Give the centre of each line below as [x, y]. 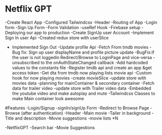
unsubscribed [26, 62]
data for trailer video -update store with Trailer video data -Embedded [81, 88]
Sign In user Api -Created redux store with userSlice [57, 38]
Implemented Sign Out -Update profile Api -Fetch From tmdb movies [80, 47]
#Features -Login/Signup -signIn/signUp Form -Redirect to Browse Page [77, 108]
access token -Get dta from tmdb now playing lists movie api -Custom [82, 73]
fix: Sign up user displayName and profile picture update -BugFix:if [88, 52]
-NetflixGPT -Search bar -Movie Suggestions [50, 127]
